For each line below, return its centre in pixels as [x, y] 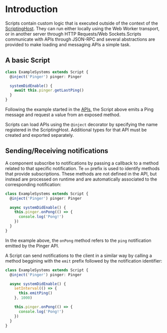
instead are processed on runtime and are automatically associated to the [81, 179]
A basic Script [28, 61]
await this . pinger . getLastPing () [49, 91]
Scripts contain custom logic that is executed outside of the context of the [81, 23]
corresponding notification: [33, 184]
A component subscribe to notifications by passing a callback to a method [82, 163]
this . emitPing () [35, 293]
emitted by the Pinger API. [32, 245]
